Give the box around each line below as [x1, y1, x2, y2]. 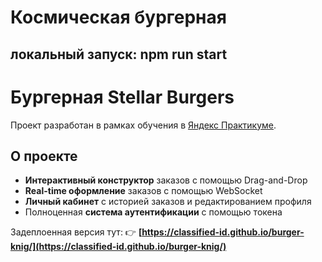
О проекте [10, 147, 78, 165]
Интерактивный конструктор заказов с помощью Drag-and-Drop [24, 174, 308, 186]
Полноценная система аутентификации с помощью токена [24, 206, 283, 218]
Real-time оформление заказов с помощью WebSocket [24, 185, 263, 197]
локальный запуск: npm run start [10, 46, 228, 63]
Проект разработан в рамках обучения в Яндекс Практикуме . [10, 119, 277, 131]
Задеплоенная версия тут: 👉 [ [10, 226, 143, 238]
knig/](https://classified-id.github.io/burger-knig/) [10, 241, 227, 253]
